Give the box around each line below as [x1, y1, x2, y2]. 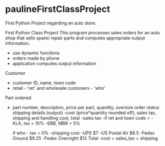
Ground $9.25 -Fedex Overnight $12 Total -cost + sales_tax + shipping [12, 135, 158, 141]
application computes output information [12, 60, 96, 66]
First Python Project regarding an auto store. [5, 20, 96, 26]
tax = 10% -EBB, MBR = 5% [23, 120, 80, 126]
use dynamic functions [12, 50, 60, 56]
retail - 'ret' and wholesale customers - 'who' [12, 85, 106, 91]
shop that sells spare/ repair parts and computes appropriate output [5, 35, 145, 41]
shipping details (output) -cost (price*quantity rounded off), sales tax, [12, 110, 156, 116]
